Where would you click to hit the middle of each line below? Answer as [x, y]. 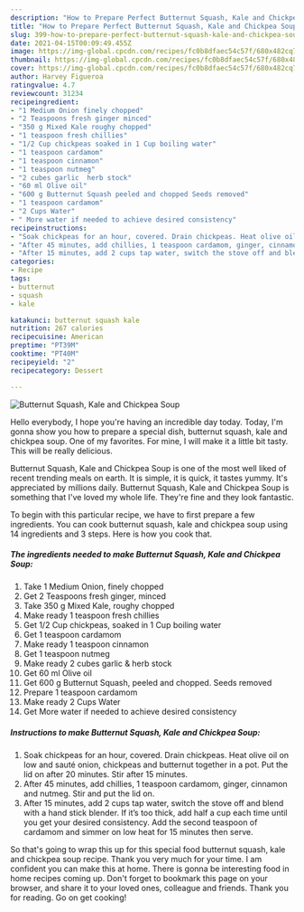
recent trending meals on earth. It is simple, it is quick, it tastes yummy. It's [149, 478]
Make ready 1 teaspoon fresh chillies [91, 615]
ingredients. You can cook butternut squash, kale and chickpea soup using [149, 524]
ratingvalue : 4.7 [43, 85]
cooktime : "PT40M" [45, 354]
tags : [20, 279]
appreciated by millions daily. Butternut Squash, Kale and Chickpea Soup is [150, 487]
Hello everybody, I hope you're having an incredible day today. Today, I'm [147, 422]
